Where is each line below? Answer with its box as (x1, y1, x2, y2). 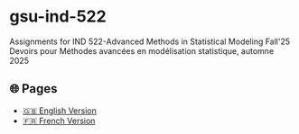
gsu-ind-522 (9, 6, 107, 27)
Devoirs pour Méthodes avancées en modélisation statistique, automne (9, 45, 275, 56)
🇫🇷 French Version (22, 115, 96, 126)
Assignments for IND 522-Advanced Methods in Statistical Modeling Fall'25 (9, 36, 291, 47)
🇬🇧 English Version (22, 105, 98, 116)
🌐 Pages (9, 81, 58, 96)
